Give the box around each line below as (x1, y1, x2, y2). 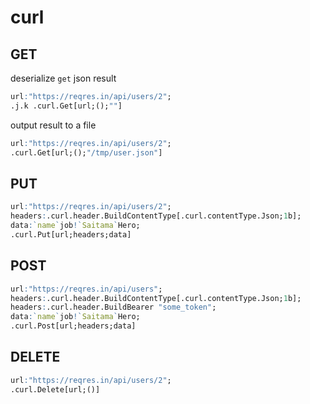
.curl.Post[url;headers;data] (10, 321, 137, 331)
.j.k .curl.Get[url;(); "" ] (10, 101, 123, 111)
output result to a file (10, 119, 97, 131)
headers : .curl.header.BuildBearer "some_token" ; (10, 302, 217, 313)
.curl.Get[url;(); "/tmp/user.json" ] (10, 147, 163, 158)
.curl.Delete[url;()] (10, 384, 101, 395)
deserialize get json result (10, 72, 117, 84)
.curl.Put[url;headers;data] (10, 229, 132, 240)
